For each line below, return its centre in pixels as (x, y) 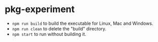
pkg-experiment (40, 9)
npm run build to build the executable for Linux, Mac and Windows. (83, 23)
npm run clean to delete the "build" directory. (59, 28)
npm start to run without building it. (49, 34)
